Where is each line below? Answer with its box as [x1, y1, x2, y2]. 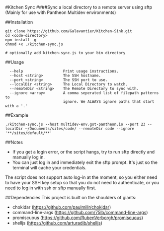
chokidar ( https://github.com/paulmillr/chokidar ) [12, 204, 111, 210]
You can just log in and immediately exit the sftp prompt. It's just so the [12, 159, 158, 165]
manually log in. [12, 154, 45, 160]
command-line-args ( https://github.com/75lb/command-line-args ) [12, 210, 148, 215]
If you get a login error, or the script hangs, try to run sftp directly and [12, 149, 155, 154]
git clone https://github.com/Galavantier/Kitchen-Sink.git [5, 29, 133, 34]
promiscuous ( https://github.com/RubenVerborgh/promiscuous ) [12, 215, 143, 221]
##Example [5, 112, 29, 118]
